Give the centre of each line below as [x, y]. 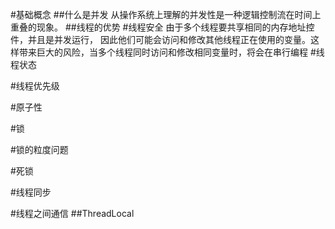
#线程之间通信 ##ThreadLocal [72, 213]
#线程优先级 [35, 86]
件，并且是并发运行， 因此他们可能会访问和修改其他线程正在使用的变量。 [160, 39]
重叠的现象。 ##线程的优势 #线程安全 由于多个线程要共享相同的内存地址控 [162, 27]
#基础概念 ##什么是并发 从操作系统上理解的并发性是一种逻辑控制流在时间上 [166, 14]
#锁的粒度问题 [39, 149]
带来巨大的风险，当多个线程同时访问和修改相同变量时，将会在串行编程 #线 [171, 52]
